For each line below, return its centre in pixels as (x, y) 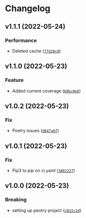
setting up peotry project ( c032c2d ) (47, 210)
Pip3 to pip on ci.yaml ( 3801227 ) (43, 170)
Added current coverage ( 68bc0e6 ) (46, 91)
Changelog (28, 9)
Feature (14, 80)
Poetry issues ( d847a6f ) (35, 131)
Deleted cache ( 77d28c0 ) (36, 51)
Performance (21, 40)
